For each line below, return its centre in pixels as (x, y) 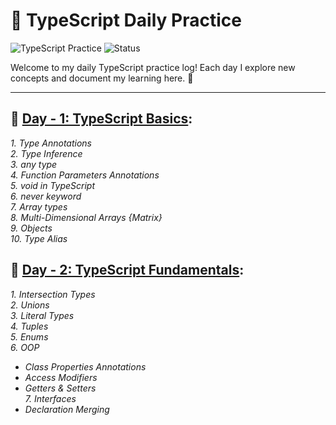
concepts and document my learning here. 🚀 (102, 78)
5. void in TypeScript (53, 185)
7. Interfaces (50, 398)
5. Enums (29, 336)
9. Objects (31, 228)
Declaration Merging (67, 409)
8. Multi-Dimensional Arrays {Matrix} (86, 217)
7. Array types (39, 206)
